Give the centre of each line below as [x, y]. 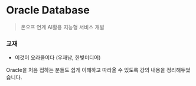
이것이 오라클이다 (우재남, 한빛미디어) [58, 58]
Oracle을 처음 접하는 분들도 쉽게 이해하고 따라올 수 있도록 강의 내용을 [86, 70]
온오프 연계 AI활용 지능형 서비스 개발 [63, 27]
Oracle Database [48, 10]
